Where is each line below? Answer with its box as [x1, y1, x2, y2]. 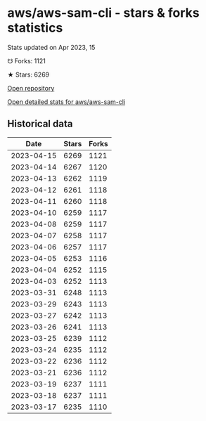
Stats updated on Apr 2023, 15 [7, 43, 96, 51]
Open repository [7, 84, 55, 92]
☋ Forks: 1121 [7, 56, 46, 65]
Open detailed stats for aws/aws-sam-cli [7, 97, 126, 106]
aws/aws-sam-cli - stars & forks [7, 5, 200, 21]
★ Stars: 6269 [7, 70, 50, 79]
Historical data [7, 118, 73, 130]
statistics [7, 20, 63, 36]
